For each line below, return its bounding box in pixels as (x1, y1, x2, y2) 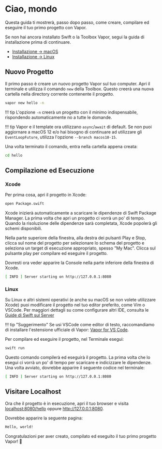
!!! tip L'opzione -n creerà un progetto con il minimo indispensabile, (5, 109, 138, 115)
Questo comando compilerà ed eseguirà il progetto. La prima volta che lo (5, 354, 151, 360)
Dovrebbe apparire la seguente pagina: (5, 415, 83, 421)
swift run (5, 346, 25, 350)
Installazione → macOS (12, 49, 59, 54)
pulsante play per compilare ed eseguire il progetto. (5, 250, 108, 256)
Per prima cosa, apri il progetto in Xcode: (5, 192, 87, 198)
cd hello (5, 153, 23, 158)
